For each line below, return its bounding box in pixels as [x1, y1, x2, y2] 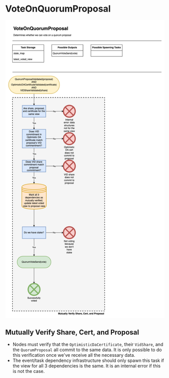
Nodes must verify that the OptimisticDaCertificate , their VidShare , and [12, 342, 163, 348]
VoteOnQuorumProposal [5, 3, 111, 15]
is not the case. [12, 368, 45, 374]
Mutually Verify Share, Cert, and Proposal [5, 328, 139, 337]
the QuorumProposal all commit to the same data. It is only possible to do [12, 347, 162, 353]
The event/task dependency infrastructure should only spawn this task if [12, 357, 164, 364]
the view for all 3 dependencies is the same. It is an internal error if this [12, 363, 161, 369]
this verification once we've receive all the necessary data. [12, 352, 136, 358]
